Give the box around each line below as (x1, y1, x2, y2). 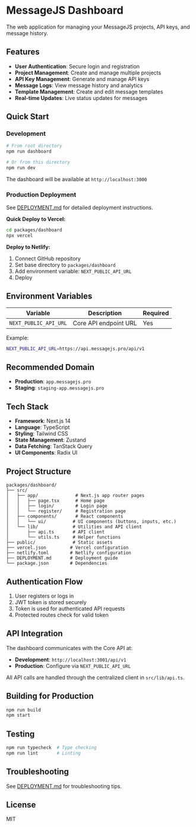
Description (88, 309, 122, 317)
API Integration (6, 629, 64, 639)
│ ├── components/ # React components (6, 514, 124, 520)
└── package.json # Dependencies (6, 561, 108, 567)
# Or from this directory (6, 159, 70, 166)
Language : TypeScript (14, 424, 70, 431)
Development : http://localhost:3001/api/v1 (14, 656, 127, 663)
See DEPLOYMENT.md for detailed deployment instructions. (6, 204, 153, 212)
